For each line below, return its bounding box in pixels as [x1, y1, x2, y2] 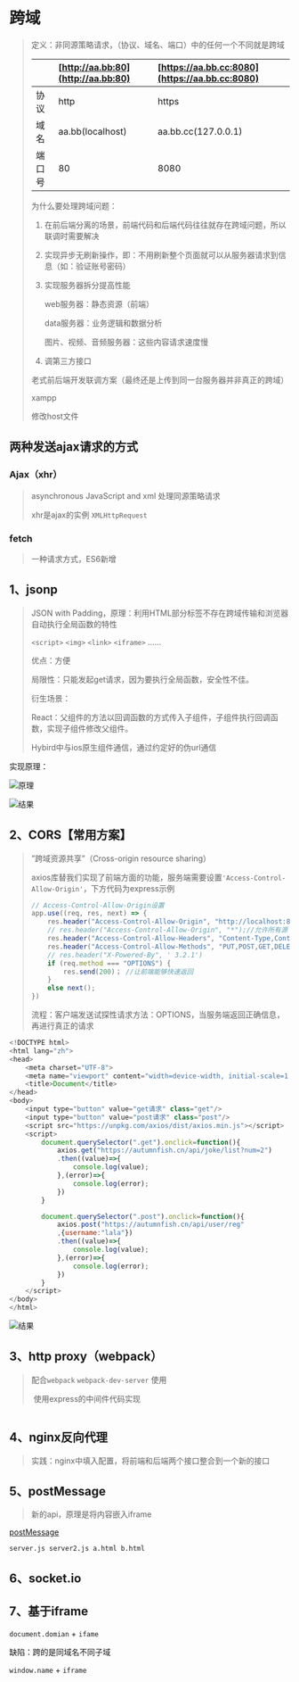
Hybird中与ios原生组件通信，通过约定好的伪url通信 [30, 742, 217, 752]
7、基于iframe [9, 1603, 89, 1620]
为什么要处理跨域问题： [30, 200, 117, 211]
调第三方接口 [44, 355, 92, 366]
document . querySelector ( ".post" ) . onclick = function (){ [41, 1212, 245, 1221]
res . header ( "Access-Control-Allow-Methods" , [47, 942, 215, 951]
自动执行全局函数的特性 [30, 618, 117, 629]
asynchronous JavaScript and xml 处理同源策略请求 [30, 490, 221, 501]
